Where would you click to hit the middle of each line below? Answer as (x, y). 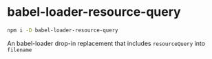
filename (20, 50)
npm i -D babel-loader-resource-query (63, 30)
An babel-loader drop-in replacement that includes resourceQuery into (106, 43)
